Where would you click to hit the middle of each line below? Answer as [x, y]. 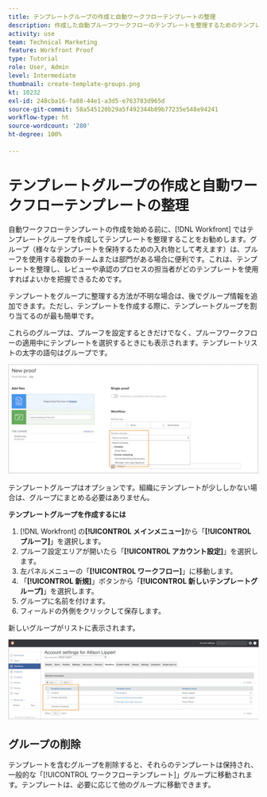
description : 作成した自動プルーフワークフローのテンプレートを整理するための [123, 25]
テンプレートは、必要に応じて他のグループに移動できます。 [118, 784]
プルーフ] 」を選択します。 [62, 541]
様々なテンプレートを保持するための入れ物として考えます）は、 [140, 249]
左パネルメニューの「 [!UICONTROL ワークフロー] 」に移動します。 [128, 571]
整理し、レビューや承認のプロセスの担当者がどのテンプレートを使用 [147, 269]
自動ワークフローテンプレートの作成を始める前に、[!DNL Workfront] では [128, 229]
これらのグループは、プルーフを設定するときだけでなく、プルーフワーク [126, 332]
